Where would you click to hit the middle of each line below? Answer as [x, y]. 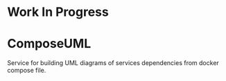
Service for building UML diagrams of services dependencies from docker [113, 63]
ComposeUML [49, 44]
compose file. [27, 71]
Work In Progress [58, 12]
